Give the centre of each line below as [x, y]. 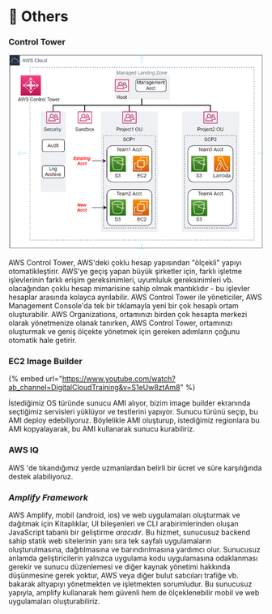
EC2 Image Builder [45, 362]
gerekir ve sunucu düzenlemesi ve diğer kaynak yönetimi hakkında [119, 567]
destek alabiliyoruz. [41, 476]
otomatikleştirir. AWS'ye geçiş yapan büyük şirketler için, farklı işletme [125, 272]
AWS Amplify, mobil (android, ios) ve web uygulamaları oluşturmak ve [124, 515]
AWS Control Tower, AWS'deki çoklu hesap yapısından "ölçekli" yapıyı [125, 263]
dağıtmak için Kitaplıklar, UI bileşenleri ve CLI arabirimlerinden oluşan [123, 524]
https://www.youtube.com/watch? [119, 379]
